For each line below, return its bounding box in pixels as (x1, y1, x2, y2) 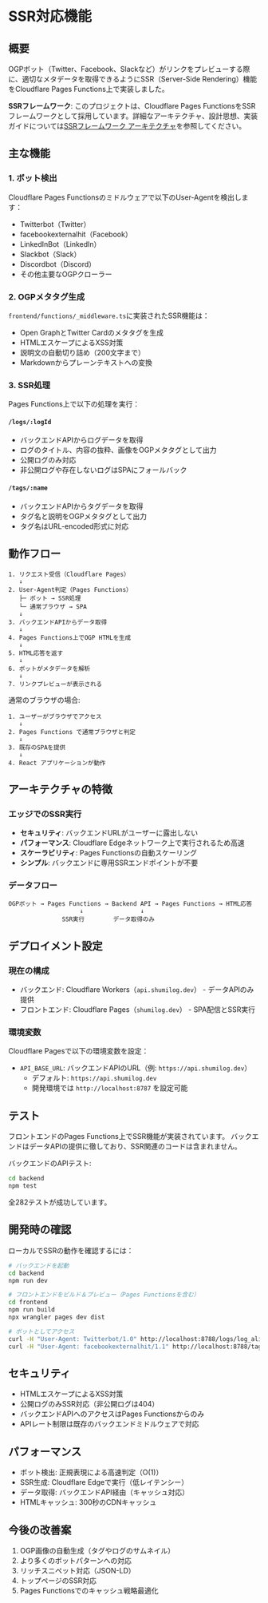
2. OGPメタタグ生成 (8, 291, 85, 302)
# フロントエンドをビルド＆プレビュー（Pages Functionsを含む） (8, 1291, 200, 1299)
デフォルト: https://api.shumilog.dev (31, 1073, 157, 1083)
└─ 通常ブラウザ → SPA (18, 602, 88, 611)
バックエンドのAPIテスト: (8, 1159, 92, 1169)
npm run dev (8, 1276, 48, 1284)
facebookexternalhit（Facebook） (19, 229, 133, 239)
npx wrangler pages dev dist (8, 1313, 105, 1322)
